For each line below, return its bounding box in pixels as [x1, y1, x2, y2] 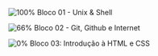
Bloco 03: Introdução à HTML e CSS [29, 38, 151, 48]
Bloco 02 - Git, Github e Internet [34, 23, 141, 32]
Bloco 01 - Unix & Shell [37, 8, 113, 17]
